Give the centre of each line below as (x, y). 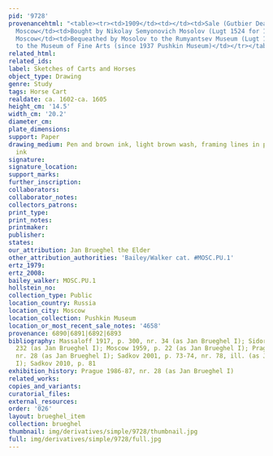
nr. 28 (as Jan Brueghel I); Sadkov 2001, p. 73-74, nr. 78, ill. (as (138, 356)
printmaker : (28, 228)
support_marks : (34, 175)
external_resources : (43, 402)
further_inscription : (45, 182)
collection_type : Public (50, 296)
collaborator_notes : (43, 197)
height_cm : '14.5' (39, 106)
